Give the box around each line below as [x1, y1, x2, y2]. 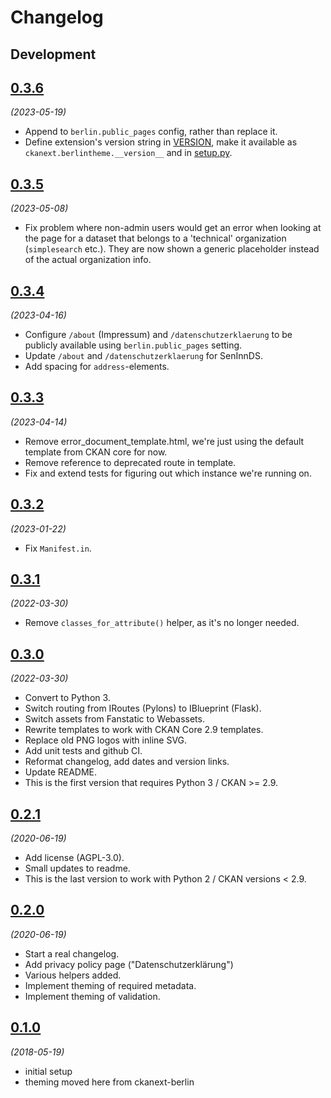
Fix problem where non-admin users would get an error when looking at [24, 222, 322, 234]
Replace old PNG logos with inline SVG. [24, 734, 188, 746]
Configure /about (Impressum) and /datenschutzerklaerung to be [24, 329, 293, 341]
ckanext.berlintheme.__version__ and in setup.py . [24, 147, 233, 159]
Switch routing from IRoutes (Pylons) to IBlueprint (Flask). [24, 702, 262, 715]
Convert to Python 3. [24, 692, 111, 704]
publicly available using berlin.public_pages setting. [24, 339, 243, 351]
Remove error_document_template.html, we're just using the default [24, 435, 305, 447]
